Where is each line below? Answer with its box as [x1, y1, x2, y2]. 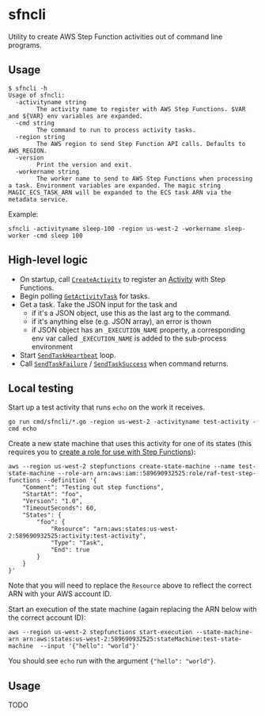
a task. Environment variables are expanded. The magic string [8, 181, 221, 190]
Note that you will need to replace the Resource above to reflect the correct [8, 581, 252, 591]
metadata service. [8, 195, 69, 203]
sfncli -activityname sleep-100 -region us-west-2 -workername [8, 225, 221, 233]
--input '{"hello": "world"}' [40, 642, 140, 650]
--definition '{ [43, 476, 97, 485]
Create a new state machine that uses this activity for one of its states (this [8, 439, 252, 448]
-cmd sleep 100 [32, 232, 83, 240]
